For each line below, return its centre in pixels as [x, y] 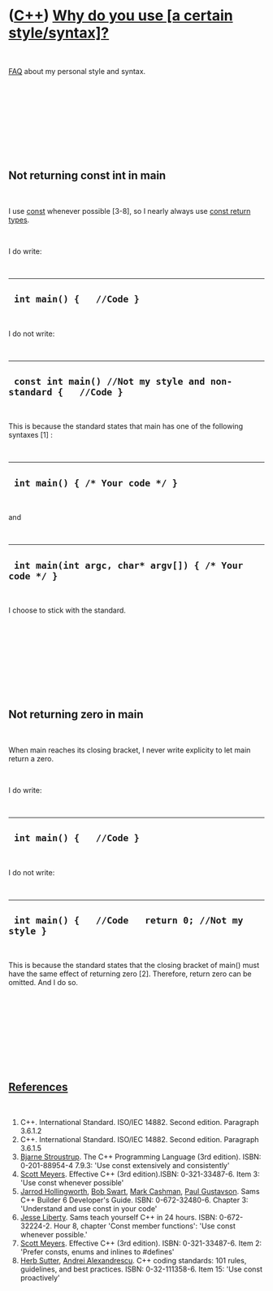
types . [19, 220]
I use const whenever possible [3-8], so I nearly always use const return [130, 211]
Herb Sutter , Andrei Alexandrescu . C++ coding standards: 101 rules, [133, 1261]
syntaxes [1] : [30, 435]
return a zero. [31, 758]
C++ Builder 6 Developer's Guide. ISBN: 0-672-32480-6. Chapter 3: [134, 1200]
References [38, 1087]
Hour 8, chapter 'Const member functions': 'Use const [145, 1226]
